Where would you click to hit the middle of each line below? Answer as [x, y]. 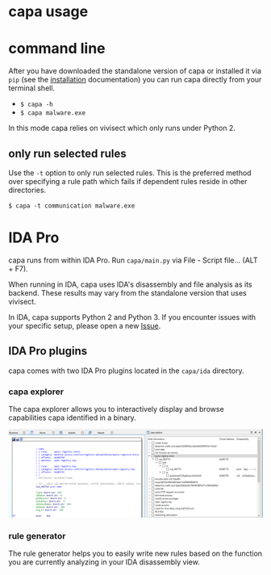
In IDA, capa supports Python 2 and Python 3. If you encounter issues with [132, 317]
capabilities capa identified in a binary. [73, 418]
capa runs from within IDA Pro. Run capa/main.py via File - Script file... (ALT [133, 260]
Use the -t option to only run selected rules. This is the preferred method [130, 173]
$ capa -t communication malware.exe [72, 206]
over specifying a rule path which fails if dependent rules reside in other [128, 181]
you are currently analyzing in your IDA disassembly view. [104, 562]
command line [57, 49]
